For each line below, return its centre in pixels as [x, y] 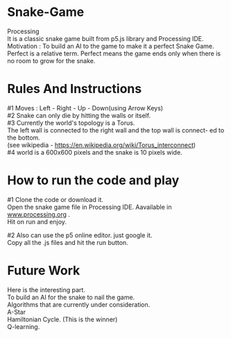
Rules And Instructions [75, 89]
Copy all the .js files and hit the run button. [68, 242]
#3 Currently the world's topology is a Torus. [71, 123]
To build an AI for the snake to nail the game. [71, 297]
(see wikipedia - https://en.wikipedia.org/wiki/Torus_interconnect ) [102, 145]
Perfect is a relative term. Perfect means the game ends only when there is [114, 53]
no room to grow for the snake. [51, 60]
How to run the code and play [93, 180]
